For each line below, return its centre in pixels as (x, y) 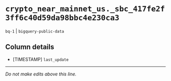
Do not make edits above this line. (41, 74)
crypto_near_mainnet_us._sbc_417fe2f (85, 9)
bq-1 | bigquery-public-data (35, 31)
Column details (30, 47)
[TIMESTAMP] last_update (40, 59)
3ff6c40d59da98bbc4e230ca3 (62, 18)
